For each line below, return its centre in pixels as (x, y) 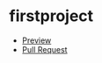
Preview (36, 40)
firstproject (51, 16)
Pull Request (44, 49)
